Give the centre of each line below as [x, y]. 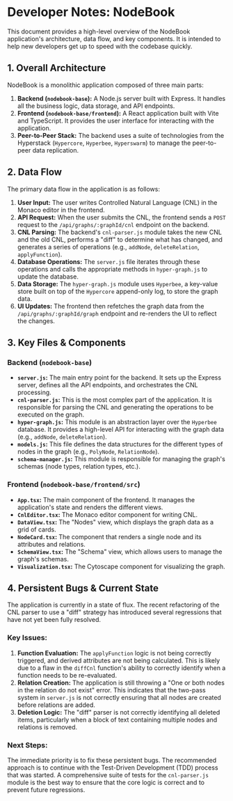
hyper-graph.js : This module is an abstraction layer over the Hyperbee [117, 422]
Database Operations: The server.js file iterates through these [109, 261]
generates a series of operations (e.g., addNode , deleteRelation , [108, 247]
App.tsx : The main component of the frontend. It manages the [106, 499]
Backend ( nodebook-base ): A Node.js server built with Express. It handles [121, 98]
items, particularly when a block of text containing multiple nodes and [117, 720]
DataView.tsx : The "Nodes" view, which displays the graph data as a [115, 522]
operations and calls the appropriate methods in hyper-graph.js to [112, 269]
